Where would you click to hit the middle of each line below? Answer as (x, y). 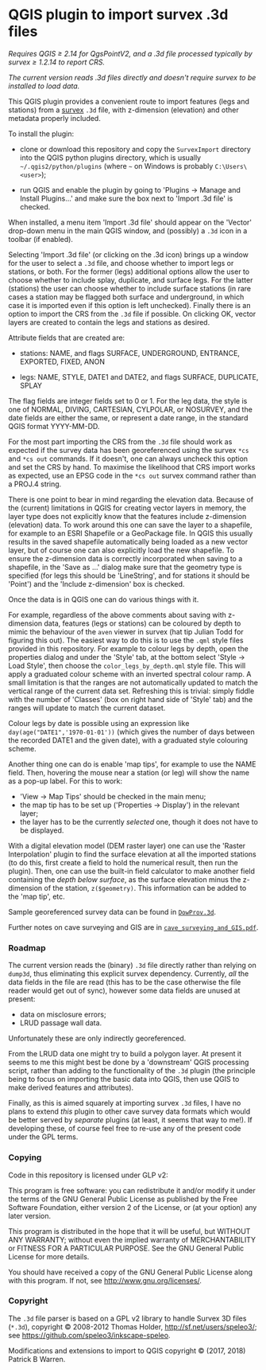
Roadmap (27, 947)
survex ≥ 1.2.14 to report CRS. (57, 62)
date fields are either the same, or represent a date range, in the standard (128, 418)
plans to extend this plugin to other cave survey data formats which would (129, 1111)
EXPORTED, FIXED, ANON (62, 361)
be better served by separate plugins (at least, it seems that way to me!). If (130, 1120)
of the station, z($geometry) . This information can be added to (145, 888)
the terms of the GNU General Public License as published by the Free (123, 1199)
